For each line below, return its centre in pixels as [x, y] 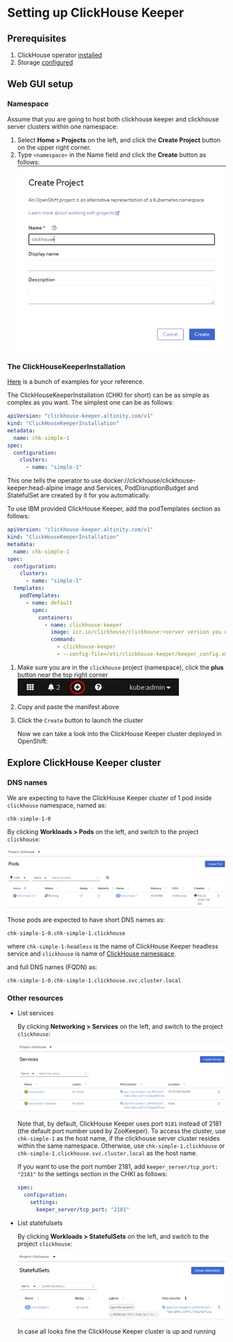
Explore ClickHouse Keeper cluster [84, 763]
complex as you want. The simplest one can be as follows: [90, 402]
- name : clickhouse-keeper [83, 625]
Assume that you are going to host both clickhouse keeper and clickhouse [113, 119]
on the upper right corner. [54, 147]
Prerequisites [37, 39]
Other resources [35, 998]
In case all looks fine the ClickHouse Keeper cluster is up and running [116, 1332]
